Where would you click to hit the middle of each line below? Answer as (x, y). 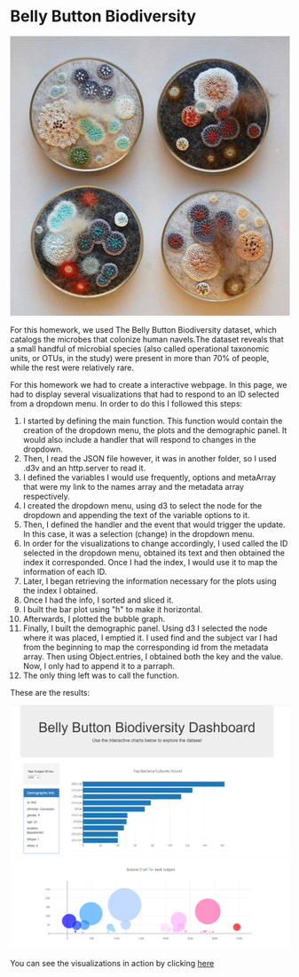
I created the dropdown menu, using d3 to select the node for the (142, 505)
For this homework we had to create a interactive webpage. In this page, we (149, 384)
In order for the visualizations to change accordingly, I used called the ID (155, 543)
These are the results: (50, 692)
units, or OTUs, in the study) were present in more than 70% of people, (140, 358)
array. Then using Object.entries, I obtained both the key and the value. (153, 656)
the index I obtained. (60, 590)
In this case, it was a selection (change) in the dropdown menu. (139, 533)
